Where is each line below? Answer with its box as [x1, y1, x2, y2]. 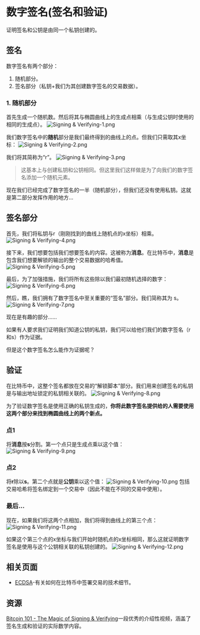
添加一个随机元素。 [26, 174, 73, 181]
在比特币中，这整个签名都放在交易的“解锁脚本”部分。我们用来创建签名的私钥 [6, 382, 193, 389]
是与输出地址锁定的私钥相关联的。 [6, 390, 90, 397]
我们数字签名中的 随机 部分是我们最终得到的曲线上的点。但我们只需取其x [6, 133, 182, 141]
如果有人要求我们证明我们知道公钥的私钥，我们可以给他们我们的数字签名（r [6, 326, 191, 333]
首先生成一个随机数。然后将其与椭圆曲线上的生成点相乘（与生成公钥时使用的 [6, 114, 194, 121]
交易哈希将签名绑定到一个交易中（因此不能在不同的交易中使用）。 [6, 485, 165, 493]
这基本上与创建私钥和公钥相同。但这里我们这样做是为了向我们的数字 [20, 166, 188, 173]
